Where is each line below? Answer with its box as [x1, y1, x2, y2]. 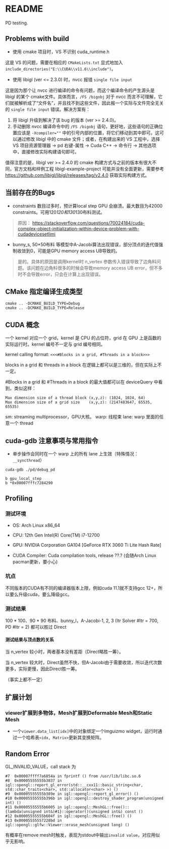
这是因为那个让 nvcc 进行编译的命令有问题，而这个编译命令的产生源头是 [5, 87, 155, 93]
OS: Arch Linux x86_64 [12, 522, 61, 528]
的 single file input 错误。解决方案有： [5, 106, 91, 112]
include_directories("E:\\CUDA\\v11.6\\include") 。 [5, 65, 116, 71]
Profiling [5, 494, 33, 503]
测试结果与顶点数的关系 [5, 636, 54, 642]
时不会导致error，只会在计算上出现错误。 [17, 271, 103, 277]
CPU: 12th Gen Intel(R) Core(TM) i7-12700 [12, 532, 100, 538]
